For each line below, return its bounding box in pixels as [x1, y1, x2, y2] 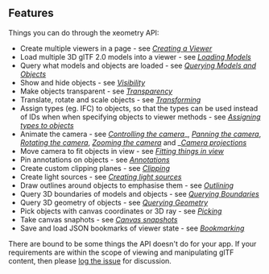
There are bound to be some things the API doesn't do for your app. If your [8, 239, 257, 248]
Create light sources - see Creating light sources [19, 172, 183, 181]
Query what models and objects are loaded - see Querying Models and [19, 60, 256, 70]
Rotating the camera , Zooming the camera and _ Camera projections [19, 137, 247, 147]
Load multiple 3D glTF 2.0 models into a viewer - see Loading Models [19, 52, 251, 61]
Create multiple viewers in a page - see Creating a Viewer [19, 44, 213, 53]
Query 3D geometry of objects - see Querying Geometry [19, 197, 208, 207]
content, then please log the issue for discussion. [8, 255, 172, 265]
